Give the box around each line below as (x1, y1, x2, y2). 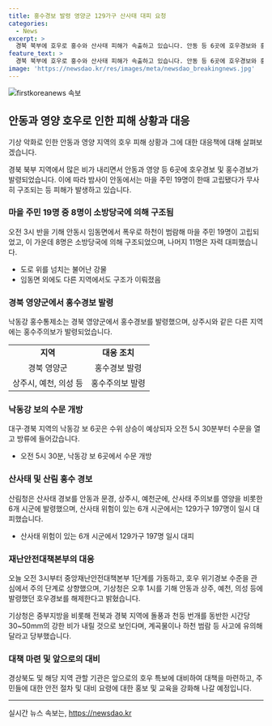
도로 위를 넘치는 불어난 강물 (19, 264, 108, 274)
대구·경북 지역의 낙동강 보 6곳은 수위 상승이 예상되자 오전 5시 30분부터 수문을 (8, 423, 253, 434)
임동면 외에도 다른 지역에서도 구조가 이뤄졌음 (19, 274, 162, 284)
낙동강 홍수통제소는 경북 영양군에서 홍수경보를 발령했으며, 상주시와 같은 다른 (8, 317, 249, 327)
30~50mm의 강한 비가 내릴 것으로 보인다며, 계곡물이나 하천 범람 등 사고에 (8, 621, 241, 631)
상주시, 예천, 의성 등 (12, 378, 83, 389)
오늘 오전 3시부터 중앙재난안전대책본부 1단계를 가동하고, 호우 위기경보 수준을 (8, 573, 249, 583)
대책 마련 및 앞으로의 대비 (8, 653, 101, 664)
